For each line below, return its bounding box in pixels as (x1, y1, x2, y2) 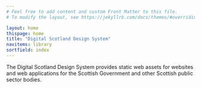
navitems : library (6, 42, 52, 48)
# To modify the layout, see (6, 14, 79, 20)
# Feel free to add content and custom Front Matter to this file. (6, 8, 178, 15)
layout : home (6, 25, 39, 31)
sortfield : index (6, 47, 50, 54)
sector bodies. (6, 76, 42, 83)
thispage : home (6, 30, 44, 36)
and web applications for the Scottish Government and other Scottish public (6, 70, 193, 77)
